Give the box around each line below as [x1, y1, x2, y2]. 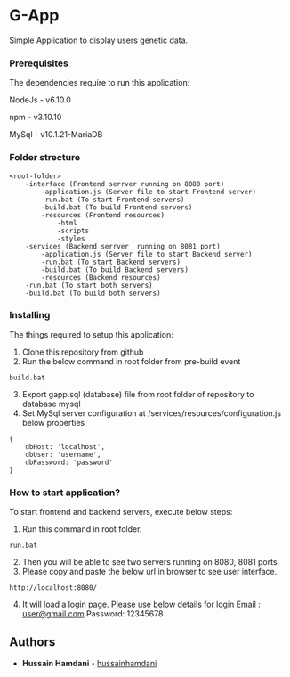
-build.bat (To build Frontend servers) [41, 202, 193, 212]
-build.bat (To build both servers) [25, 289, 162, 298]
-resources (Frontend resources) [41, 210, 165, 219]
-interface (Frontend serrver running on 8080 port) [25, 179, 225, 188]
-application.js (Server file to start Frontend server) [41, 187, 256, 196]
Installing [9, 309, 51, 322]
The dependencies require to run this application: [9, 77, 190, 88]
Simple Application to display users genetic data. [9, 35, 189, 45]
